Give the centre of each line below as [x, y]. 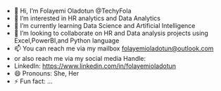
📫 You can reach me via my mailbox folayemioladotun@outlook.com [114, 48]
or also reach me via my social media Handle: [80, 58]
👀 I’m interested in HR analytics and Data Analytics [87, 18]
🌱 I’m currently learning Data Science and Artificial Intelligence [105, 26]
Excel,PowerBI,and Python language [67, 41]
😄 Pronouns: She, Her [46, 73]
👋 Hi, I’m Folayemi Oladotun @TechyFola [72, 11]
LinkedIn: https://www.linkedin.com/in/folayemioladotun [95, 66]
